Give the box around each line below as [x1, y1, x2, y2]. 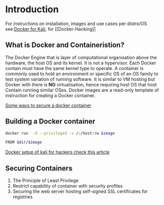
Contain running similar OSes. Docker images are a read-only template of [5, 87, 159, 93]
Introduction [5, 4, 59, 15]
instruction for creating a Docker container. [5, 92, 96, 98]
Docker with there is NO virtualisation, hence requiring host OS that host [5, 81, 157, 87]
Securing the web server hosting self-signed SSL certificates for [12, 188, 148, 195]
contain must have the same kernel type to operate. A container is [5, 65, 144, 71]
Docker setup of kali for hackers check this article [5, 149, 110, 155]
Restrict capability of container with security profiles [12, 183, 123, 189]
